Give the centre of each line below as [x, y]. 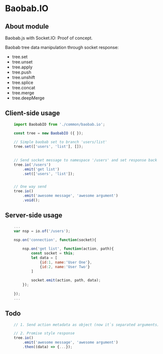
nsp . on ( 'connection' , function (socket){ [55, 240]
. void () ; [31, 200]
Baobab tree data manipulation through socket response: [62, 47]
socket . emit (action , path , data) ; [66, 280]
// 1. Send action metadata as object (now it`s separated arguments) [87, 325]
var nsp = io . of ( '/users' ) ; [42, 231]
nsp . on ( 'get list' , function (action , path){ [68, 249]
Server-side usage [34, 216]
